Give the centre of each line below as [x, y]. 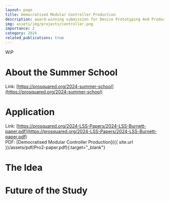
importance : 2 [20, 29]
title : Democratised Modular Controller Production [60, 15]
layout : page [19, 10]
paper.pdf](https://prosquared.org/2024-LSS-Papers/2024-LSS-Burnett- [81, 131]
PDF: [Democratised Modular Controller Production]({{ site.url [69, 142]
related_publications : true [35, 38]
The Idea [24, 168]
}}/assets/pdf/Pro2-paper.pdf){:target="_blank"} [55, 147]
